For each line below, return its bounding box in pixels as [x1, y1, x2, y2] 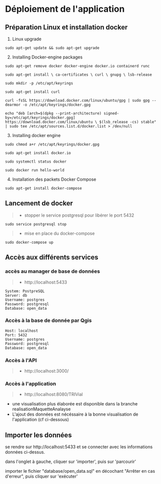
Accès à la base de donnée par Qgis [5, 317, 92, 324]
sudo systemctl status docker [5, 159, 67, 164]
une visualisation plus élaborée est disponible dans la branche [12, 401, 138, 407]
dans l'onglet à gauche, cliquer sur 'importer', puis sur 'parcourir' [5, 458, 136, 465]
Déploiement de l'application [5, 3, 125, 15]
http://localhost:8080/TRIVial [24, 392, 83, 398]
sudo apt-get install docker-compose [5, 186, 82, 191]
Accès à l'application [5, 380, 56, 387]
